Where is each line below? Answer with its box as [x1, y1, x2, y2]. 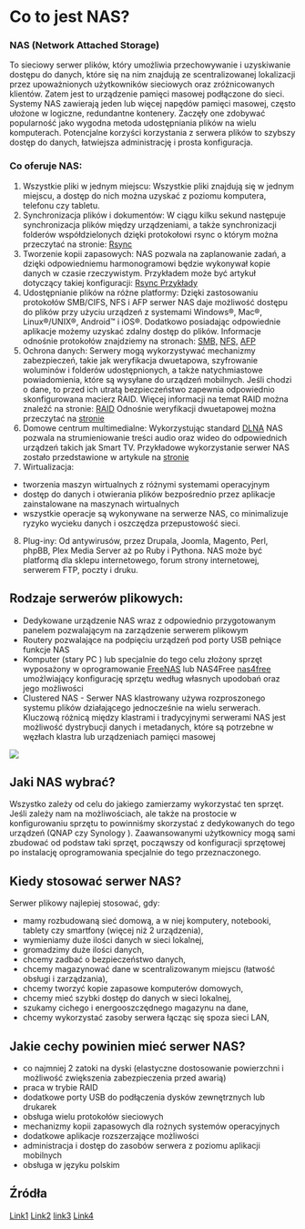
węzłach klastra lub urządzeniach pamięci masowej [22, 731, 216, 742]
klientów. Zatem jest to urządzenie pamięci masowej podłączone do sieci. [9, 88, 285, 99]
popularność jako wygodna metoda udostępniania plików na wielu [9, 118, 257, 128]
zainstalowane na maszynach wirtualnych [22, 498, 180, 509]
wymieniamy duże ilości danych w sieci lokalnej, [22, 935, 205, 946]
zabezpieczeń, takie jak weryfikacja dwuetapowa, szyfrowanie [22, 354, 258, 365]
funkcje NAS [22, 644, 70, 655]
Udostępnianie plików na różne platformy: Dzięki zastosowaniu [22, 287, 259, 298]
